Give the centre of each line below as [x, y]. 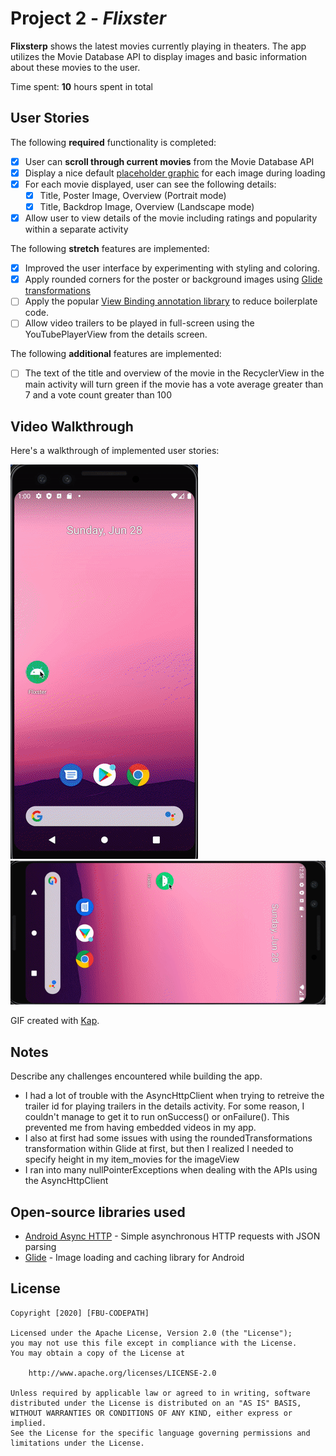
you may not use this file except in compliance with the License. [154, 1343]
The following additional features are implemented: [116, 354]
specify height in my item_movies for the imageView [132, 1159]
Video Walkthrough [72, 426]
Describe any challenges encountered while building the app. [136, 1076]
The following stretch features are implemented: [110, 249]
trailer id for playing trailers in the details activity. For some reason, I [164, 1106]
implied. [28, 1423]
